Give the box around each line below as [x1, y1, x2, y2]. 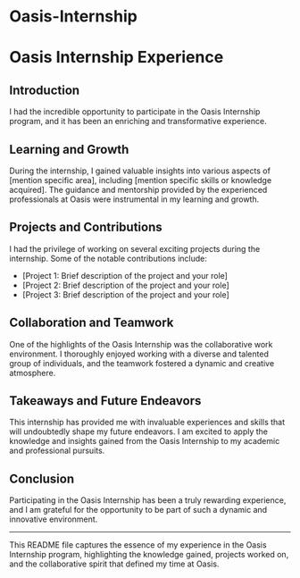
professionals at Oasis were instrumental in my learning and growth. [9, 194, 260, 205]
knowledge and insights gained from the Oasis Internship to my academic [9, 436, 280, 447]
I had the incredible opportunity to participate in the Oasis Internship [9, 106, 261, 117]
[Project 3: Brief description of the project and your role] [21, 289, 229, 300]
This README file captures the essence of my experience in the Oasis [9, 540, 267, 550]
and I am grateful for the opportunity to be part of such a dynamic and [9, 505, 268, 515]
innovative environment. [9, 514, 98, 524]
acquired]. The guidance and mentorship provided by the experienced [9, 185, 268, 195]
